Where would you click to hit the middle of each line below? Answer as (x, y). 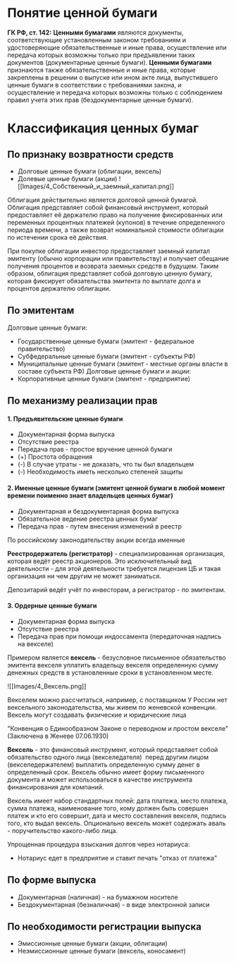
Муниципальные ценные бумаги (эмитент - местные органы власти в (123, 364)
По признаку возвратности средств (91, 154)
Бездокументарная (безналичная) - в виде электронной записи (113, 904)
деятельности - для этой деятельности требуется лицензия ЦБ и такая (114, 568)
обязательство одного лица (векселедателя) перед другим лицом (108, 757)
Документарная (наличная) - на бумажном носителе (98, 897)
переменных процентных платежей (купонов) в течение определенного (116, 222)
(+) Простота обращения (55, 457)
